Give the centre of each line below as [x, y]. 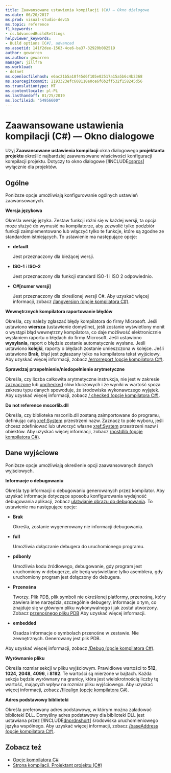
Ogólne [17, 183]
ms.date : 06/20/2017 [27, 15]
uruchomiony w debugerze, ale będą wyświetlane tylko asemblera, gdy [88, 571]
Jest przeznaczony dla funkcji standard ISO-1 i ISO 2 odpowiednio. [83, 276]
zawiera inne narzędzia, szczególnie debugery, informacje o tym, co [84, 602]
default [21, 247]
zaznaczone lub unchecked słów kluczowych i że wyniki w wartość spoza [83, 384]
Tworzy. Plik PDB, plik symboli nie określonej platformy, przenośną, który [89, 597]
